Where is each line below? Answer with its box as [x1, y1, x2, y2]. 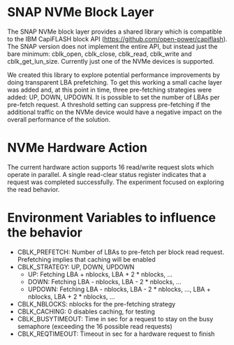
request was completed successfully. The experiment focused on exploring [7, 178, 225, 186]
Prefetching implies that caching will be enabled [17, 255, 156, 263]
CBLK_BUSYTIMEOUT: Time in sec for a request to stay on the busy [17, 314, 214, 323]
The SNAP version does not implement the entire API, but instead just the [7, 42, 218, 50]
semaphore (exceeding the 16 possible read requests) [17, 322, 173, 330]
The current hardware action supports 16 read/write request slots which [7, 162, 214, 171]
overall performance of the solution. [7, 115, 110, 123]
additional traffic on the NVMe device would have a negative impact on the [7, 108, 222, 116]
